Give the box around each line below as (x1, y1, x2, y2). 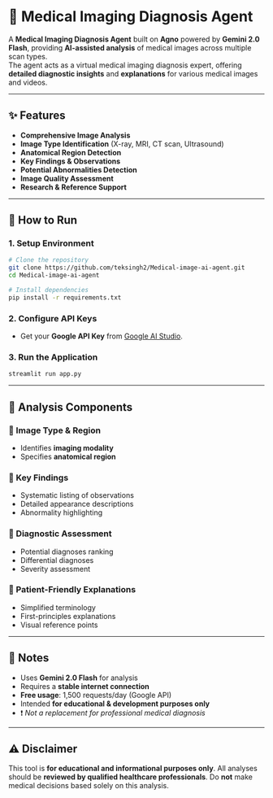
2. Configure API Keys (8, 312, 97, 324)
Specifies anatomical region (19, 451, 116, 461)
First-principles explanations (19, 611, 116, 621)
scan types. (8, 51, 48, 61)
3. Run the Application (8, 351, 98, 363)
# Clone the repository (8, 256, 89, 264)
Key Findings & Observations (19, 156, 121, 166)
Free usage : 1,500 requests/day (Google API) (19, 690, 172, 700)
